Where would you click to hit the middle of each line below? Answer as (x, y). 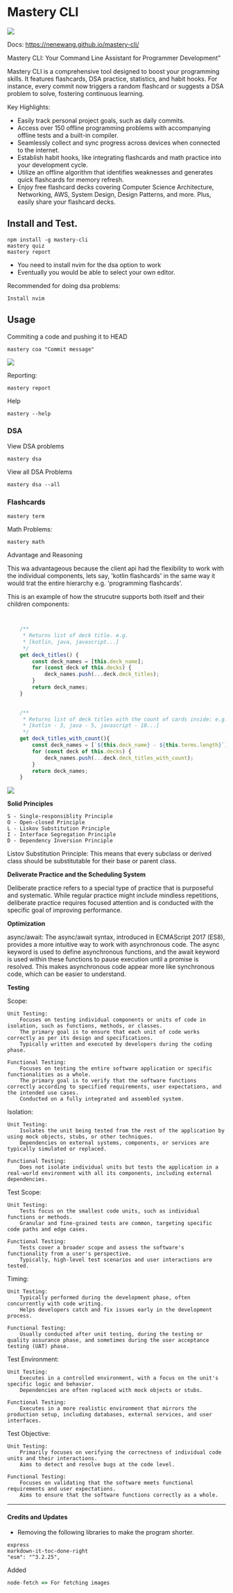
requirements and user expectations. (62, 1489)
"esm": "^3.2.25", (34, 1558)
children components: (38, 604)
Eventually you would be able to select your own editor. (96, 272)
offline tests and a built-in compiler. (68, 135)
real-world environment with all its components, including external (110, 1174)
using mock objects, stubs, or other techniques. (80, 1137)
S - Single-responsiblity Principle (60, 817)
